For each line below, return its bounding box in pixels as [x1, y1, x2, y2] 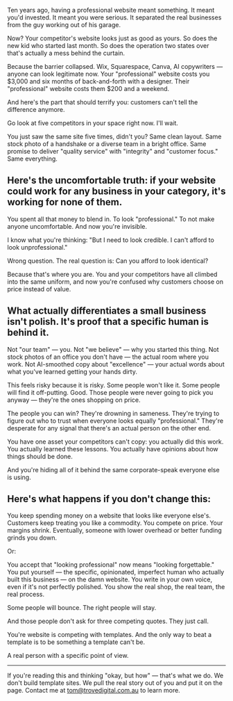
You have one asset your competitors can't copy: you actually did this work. [7, 437, 224, 446]
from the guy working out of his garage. [7, 21, 121, 29]
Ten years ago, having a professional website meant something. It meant [7, 6, 215, 14]
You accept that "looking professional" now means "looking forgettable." [7, 561, 215, 569]
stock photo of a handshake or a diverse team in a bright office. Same [7, 140, 207, 148]
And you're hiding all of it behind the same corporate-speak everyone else [7, 465, 220, 474]
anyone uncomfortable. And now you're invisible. [7, 222, 148, 230]
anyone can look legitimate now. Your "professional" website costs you [7, 70, 210, 78]
